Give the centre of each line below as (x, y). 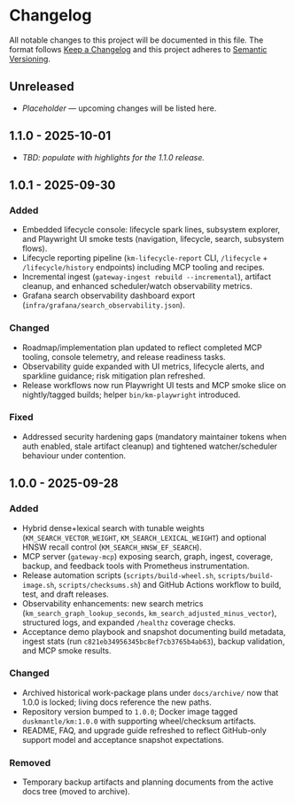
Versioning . (30, 59)
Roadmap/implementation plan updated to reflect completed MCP (142, 348)
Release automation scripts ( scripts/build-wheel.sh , (119, 575)
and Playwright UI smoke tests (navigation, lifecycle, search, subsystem (153, 239)
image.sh (38, 585)
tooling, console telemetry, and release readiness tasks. (124, 356)
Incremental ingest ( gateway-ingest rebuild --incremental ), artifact (147, 277)
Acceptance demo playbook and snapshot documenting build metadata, (154, 631)
